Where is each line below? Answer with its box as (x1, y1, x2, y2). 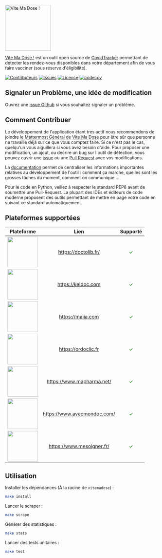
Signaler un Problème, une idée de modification (5, 88, 152, 97)
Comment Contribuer (5, 116, 71, 124)
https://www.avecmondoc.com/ (43, 410, 115, 417)
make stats (5, 531, 27, 536)
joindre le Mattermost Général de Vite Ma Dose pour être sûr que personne (5, 134, 156, 140)
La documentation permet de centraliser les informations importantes (5, 164, 144, 170)
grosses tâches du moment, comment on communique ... (5, 174, 120, 180)
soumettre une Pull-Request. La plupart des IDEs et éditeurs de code (5, 189, 143, 195)
